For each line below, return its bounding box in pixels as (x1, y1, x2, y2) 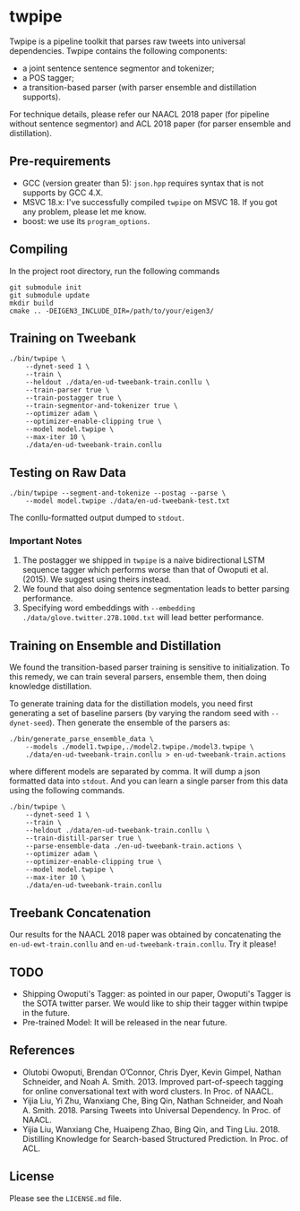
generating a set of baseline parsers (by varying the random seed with (9, 708, 270, 719)
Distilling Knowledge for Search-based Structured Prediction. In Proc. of (21, 1133, 288, 1144)
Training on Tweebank (9, 330, 137, 346)
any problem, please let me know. (21, 206, 147, 217)
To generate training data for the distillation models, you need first (9, 698, 253, 709)
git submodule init (9, 282, 82, 292)
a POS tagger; (21, 72, 74, 82)
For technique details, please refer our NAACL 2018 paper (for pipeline (9, 108, 270, 119)
